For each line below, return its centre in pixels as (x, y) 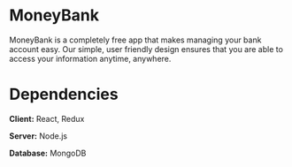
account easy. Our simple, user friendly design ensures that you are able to (146, 49)
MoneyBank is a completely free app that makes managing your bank (135, 40)
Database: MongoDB (48, 153)
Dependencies (64, 95)
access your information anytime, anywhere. (90, 58)
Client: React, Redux (47, 118)
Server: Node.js (38, 136)
